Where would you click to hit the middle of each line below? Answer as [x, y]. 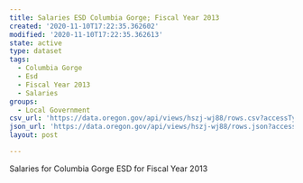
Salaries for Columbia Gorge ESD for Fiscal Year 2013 [109, 169]
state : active [36, 43]
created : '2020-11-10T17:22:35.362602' [84, 26]
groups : [24, 101]
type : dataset [36, 51]
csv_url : [26, 118]
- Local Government [54, 110]
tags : [19, 59]
